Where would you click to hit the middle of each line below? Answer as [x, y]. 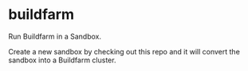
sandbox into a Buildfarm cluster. [62, 60]
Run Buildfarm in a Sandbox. [55, 36]
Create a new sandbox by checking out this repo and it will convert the [124, 51]
